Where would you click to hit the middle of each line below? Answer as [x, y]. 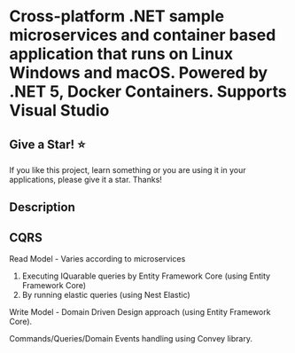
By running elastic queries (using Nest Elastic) [106, 295]
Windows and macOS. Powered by [139, 73]
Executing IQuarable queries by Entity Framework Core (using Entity [146, 276]
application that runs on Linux [121, 54]
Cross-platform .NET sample [116, 16]
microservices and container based [143, 35]
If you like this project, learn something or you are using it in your [128, 170]
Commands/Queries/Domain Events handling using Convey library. [131, 339]
